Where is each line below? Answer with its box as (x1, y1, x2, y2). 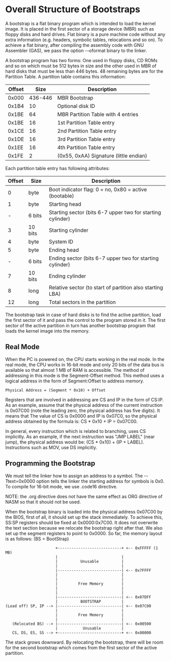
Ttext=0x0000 (5, 478, 36, 484)
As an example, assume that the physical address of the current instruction (5, 402, 163, 408)
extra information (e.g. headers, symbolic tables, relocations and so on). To (5, 37, 163, 43)
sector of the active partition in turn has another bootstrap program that (5, 322, 156, 328)
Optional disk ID (57, 102, 95, 109)
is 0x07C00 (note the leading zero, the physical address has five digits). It (5, 407, 160, 414)
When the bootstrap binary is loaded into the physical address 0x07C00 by (5, 508, 163, 515)
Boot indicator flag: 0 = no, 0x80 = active (49, 186, 147, 193)
